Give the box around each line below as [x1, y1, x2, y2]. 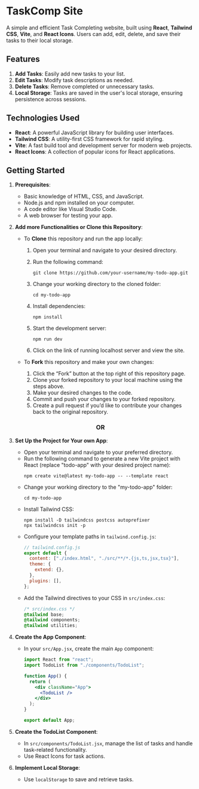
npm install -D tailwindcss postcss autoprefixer [23, 517, 151, 523]
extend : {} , [35, 567, 65, 573]
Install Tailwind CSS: [23, 505, 74, 513]
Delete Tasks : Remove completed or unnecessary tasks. [14, 83, 154, 90]
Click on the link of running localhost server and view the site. [32, 347, 185, 354]
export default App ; [23, 718, 75, 724]
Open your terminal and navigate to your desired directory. [32, 247, 177, 254]
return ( [29, 679, 51, 685]
